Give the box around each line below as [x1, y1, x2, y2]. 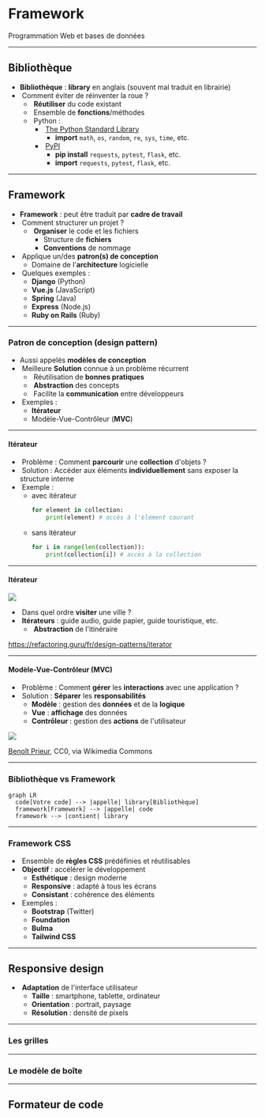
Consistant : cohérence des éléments [31, 889, 155, 899]
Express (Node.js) [31, 301, 91, 311]
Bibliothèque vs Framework [8, 773, 116, 784]
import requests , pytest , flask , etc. [54, 157, 171, 167]
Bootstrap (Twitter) [31, 907, 95, 916]
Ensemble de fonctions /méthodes [33, 108, 145, 117]
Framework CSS [8, 838, 72, 849]
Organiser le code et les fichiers [33, 226, 140, 236]
